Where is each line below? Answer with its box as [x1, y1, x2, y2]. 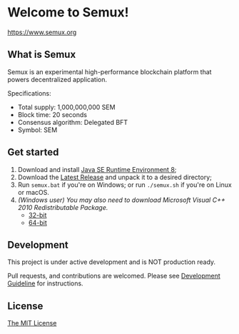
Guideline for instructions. [7, 279, 83, 288]
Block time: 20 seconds [17, 110, 88, 118]
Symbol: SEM [17, 126, 58, 134]
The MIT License [7, 319, 57, 328]
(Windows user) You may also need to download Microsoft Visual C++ [17, 196, 226, 204]
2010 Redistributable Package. [17, 203, 108, 211]
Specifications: [7, 88, 51, 97]
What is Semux [7, 49, 76, 61]
